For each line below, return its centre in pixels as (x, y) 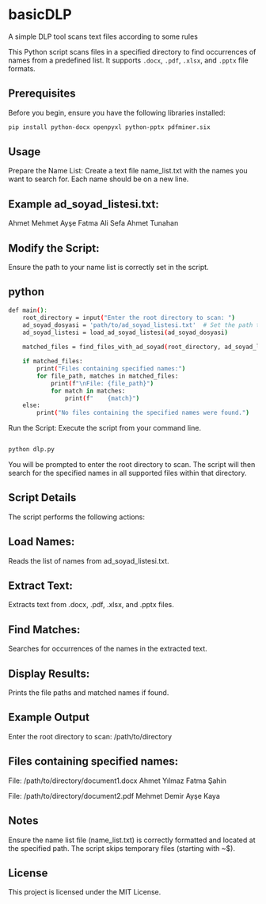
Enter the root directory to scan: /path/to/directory (90, 736)
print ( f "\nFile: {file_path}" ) (102, 383)
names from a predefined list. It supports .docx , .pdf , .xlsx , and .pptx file (128, 60)
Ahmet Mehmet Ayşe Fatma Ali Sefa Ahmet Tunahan (93, 223)
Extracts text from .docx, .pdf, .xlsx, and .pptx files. (91, 605)
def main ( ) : (28, 310)
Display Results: (49, 673)
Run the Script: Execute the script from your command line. (105, 428)
